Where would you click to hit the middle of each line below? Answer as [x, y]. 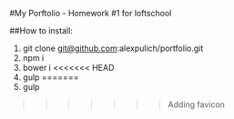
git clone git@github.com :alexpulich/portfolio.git [113, 48]
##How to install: [41, 30]
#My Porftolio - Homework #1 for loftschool [91, 13]
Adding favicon [197, 104]
